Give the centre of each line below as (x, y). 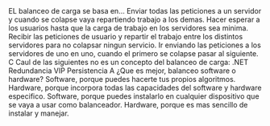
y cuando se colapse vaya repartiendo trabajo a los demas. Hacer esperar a (134, 19)
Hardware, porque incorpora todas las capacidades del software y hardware (135, 87)
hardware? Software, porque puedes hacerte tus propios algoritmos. (122, 79)
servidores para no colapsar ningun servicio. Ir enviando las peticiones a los (135, 45)
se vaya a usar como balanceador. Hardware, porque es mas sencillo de (128, 105)
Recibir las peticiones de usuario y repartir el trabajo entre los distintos (126, 37)
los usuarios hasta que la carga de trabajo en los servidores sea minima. (128, 28)
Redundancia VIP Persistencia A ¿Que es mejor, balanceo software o (122, 71)
